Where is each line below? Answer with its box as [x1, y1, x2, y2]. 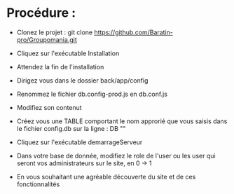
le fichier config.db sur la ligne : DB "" [16, 124, 126, 132]
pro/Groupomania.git [16, 35, 78, 43]
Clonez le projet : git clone [16, 28, 92, 36]
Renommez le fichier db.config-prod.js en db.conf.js [16, 90, 167, 98]
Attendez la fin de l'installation [16, 62, 104, 71]
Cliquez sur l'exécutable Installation [16, 49, 120, 57]
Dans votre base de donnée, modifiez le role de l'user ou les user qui [16, 151, 216, 160]
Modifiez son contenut [16, 103, 82, 111]
